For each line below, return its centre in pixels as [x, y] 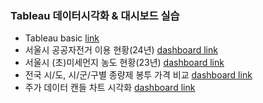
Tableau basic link [62, 38]
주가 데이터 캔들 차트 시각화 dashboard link [110, 88]
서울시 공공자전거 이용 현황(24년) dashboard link [121, 50]
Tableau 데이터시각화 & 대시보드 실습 [95, 15]
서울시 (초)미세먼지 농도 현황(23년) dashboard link [124, 63]
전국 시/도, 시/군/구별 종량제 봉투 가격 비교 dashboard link [138, 75]
